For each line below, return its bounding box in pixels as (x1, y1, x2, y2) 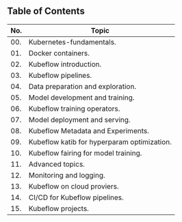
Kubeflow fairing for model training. (28, 148, 142, 158)
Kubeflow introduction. (28, 59, 102, 69)
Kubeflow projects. (28, 204, 89, 213)
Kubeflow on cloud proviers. (28, 181, 119, 191)
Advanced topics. (28, 159, 86, 169)
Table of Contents (7, 5, 86, 17)
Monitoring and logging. (28, 170, 106, 180)
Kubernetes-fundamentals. (28, 37, 116, 46)
